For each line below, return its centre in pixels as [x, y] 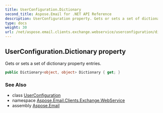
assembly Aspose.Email [36, 105]
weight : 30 [16, 28]
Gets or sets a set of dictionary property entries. [53, 63]
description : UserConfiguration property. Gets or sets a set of [72, 18]
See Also [16, 84]
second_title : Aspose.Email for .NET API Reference [58, 14]
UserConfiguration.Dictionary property [65, 52]
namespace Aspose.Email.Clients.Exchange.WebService [68, 100]
